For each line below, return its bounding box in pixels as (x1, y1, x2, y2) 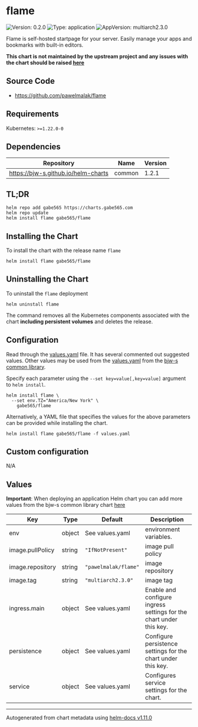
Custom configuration (6, 447, 89, 457)
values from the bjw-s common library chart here (6, 502, 126, 509)
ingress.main (9, 604, 45, 613)
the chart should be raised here (6, 59, 84, 66)
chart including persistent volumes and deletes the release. (6, 317, 153, 325)
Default (101, 515, 123, 523)
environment (145, 525, 180, 533)
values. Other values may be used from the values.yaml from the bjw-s (6, 357, 179, 364)
